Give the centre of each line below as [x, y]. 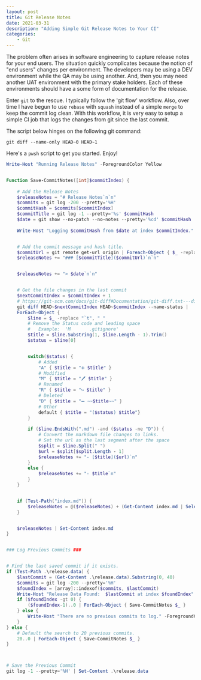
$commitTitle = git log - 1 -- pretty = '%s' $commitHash [85, 214]
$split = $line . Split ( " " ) [72, 446]
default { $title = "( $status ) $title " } [89, 412]
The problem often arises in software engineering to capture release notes [98, 57]
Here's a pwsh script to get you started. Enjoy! [62, 153]
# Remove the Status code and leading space [84, 324]
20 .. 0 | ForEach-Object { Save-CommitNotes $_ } [79, 639]
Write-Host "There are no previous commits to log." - [98, 616]
